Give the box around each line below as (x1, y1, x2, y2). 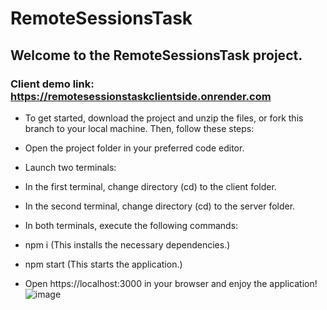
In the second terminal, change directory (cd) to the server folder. (24, 200, 296, 212)
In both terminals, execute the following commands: (24, 219, 239, 231)
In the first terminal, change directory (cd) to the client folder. (24, 180, 277, 192)
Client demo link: (10, 77, 95, 91)
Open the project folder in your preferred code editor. (24, 142, 245, 154)
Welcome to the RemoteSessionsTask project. (10, 47, 303, 64)
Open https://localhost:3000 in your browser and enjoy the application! (24, 277, 318, 289)
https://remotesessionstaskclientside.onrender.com (10, 89, 272, 103)
